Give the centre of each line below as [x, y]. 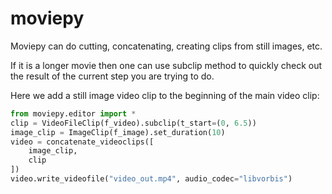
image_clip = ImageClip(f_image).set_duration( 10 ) [118, 132]
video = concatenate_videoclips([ [82, 142]
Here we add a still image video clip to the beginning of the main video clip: [165, 95]
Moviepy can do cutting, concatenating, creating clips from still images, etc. [166, 46]
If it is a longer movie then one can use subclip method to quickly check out [166, 65]
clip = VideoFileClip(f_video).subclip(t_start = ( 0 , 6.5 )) [133, 123]
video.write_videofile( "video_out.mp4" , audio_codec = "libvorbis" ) [151, 179]
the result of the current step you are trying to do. [112, 76]
